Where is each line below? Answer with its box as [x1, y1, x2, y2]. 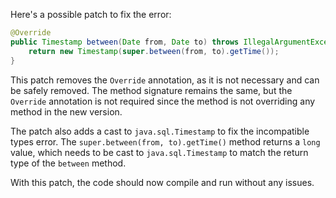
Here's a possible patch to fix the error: [10, 9, 172, 20]
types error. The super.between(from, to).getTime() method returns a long [10, 135, 321, 148]
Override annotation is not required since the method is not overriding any [10, 95, 316, 107]
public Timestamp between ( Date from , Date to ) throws [10, 37, 240, 47]
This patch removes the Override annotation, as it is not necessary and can [10, 74, 320, 86]
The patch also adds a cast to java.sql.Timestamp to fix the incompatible [10, 125, 310, 137]
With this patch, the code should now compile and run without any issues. [10, 176, 315, 188]
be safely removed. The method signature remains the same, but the [10, 84, 293, 96]
